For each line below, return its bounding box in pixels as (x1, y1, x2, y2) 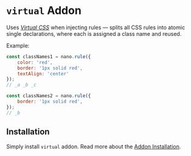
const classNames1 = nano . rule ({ (6, 53, 91, 59)
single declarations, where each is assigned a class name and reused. (6, 30, 182, 37)
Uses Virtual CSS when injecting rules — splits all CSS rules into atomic (6, 24, 186, 31)
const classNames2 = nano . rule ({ (6, 93, 91, 99)
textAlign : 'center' (17, 70, 69, 76)
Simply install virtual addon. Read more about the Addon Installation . (6, 143, 181, 150)
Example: (6, 42, 30, 49)
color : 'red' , (17, 59, 53, 66)
